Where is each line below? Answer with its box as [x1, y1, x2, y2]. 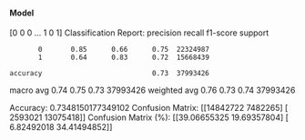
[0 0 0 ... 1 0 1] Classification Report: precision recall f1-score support [9, 27, 269, 38]
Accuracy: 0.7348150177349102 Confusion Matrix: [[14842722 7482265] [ [9, 103, 289, 114]
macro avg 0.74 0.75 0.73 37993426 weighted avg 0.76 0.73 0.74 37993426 [9, 85, 296, 95]
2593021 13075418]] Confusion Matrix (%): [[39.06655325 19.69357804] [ [9, 112, 290, 123]
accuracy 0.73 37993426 [9, 69, 209, 78]
